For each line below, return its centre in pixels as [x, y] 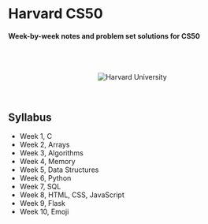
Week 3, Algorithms [52, 153]
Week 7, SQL [40, 187]
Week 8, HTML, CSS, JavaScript [72, 195]
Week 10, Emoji [44, 212]
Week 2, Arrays [45, 145]
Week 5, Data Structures [59, 170]
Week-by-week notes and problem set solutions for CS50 [104, 35]
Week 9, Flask [42, 203]
